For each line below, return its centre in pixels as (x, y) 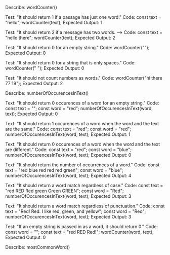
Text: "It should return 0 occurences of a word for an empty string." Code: (82, 103)
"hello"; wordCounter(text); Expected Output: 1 (54, 23)
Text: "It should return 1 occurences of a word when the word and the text (82, 123)
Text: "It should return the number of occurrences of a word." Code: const (82, 165)
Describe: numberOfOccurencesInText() (47, 93)
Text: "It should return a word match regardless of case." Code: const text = (84, 185)
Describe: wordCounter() (31, 7)
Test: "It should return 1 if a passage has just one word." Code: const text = (83, 17)
